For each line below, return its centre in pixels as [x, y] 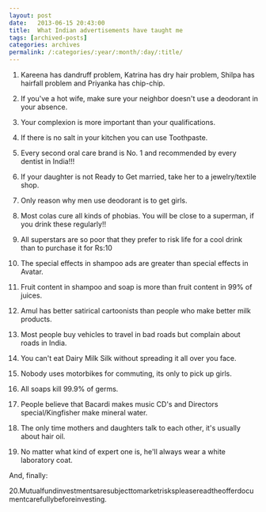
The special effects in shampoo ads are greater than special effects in [134, 263]
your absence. [44, 107]
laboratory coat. [47, 460]
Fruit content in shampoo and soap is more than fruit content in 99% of [136, 287]
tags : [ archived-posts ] [48, 38]
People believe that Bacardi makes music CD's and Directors [119, 404]
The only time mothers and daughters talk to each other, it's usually [130, 428]
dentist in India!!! [47, 161]
